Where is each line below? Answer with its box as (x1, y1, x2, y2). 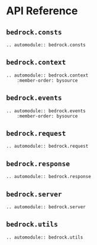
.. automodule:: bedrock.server (6, 204, 86, 210)
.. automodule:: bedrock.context (6, 72, 89, 78)
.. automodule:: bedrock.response (6, 174, 92, 180)
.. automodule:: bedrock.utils (6, 234, 83, 240)
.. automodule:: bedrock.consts (6, 42, 86, 48)
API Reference (6, 4, 78, 18)
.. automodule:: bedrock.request (6, 144, 89, 149)
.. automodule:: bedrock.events (6, 108, 86, 114)
